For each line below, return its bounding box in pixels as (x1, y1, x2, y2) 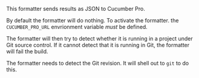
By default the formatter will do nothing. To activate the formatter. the (6, 17, 179, 24)
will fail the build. (6, 48, 48, 55)
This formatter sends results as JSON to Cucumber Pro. (6, 5, 145, 12)
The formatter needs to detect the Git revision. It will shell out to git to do (6, 60, 189, 67)
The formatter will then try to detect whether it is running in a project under (6, 35, 193, 42)
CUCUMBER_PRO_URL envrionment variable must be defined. (6, 24, 148, 30)
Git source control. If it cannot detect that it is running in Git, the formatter (6, 42, 190, 48)
